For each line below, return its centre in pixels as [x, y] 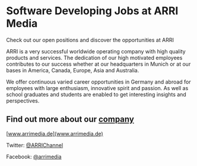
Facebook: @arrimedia [34, 157]
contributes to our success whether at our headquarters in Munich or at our [99, 64]
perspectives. [23, 100]
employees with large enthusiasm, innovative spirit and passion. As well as [97, 88]
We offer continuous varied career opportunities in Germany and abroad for [99, 82]
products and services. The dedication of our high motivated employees [94, 58]
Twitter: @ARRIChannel [35, 145]
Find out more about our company [70, 119]
